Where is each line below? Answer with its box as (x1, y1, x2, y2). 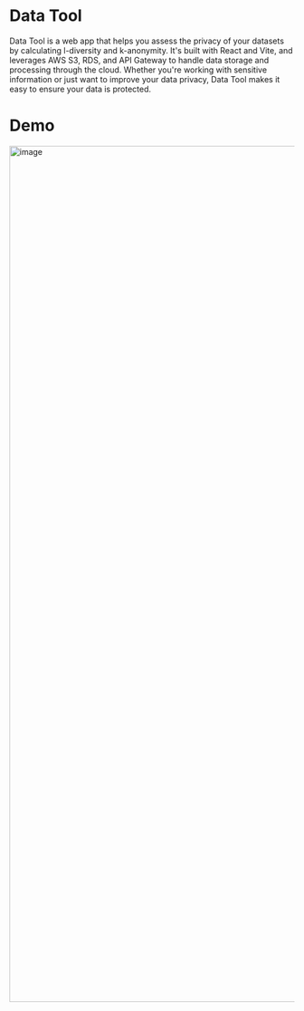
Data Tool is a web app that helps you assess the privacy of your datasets (9, 35, 285, 46)
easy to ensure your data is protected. (9, 83, 152, 94)
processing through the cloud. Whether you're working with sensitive (9, 64, 268, 75)
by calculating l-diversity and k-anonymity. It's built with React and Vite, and (9, 44, 293, 55)
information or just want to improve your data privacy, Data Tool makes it (9, 73, 280, 84)
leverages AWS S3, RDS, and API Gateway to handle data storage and (9, 54, 270, 65)
